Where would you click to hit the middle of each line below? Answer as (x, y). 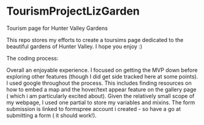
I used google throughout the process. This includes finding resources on (99, 83)
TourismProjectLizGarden (73, 11)
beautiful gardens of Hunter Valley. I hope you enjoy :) (74, 46)
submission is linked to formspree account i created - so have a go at (94, 109)
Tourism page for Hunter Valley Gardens (57, 28)
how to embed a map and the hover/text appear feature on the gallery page (101, 89)
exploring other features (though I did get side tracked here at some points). (102, 76)
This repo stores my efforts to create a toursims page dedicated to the (95, 40)
